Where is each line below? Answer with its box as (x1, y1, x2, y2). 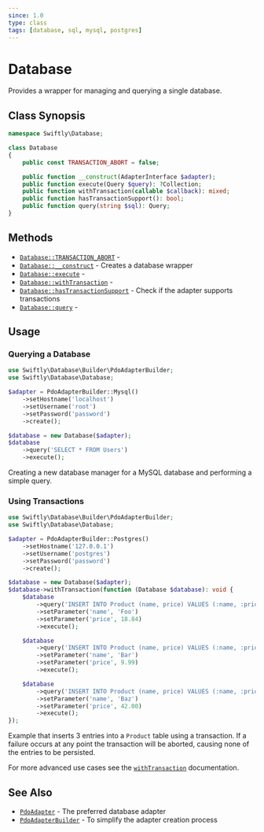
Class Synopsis (8, 109, 86, 122)
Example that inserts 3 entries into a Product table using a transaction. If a (8, 731, 247, 741)
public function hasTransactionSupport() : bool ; (22, 194, 185, 203)
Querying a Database (8, 349, 91, 359)
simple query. (8, 476, 53, 485)
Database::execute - (19, 268, 85, 278)
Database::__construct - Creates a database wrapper (19, 261, 193, 270)
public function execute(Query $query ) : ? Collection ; (22, 180, 202, 188)
